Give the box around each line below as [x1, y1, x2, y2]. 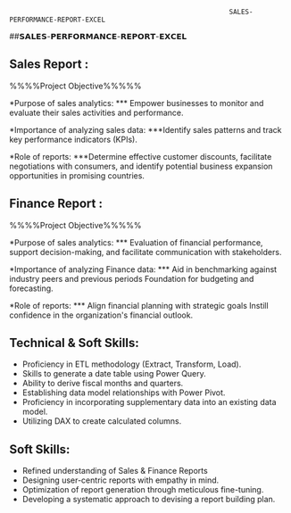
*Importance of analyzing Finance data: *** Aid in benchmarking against [9, 263, 278, 275]
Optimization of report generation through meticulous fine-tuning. [21, 484, 264, 495]
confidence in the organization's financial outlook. [9, 310, 194, 320]
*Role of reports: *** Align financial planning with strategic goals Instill [9, 300, 270, 310]
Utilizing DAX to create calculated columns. [21, 416, 182, 426]
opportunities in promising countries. [9, 170, 145, 181]
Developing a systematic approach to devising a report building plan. [21, 494, 276, 505]
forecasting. [9, 283, 54, 294]
